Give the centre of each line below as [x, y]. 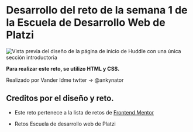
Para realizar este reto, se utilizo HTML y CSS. [63, 68]
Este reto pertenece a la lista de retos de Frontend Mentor [84, 112]
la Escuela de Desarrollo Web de [86, 22]
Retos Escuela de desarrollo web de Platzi [65, 124]
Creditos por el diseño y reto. [60, 98]
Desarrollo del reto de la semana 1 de [97, 10]
